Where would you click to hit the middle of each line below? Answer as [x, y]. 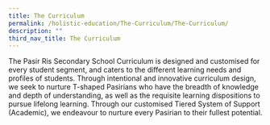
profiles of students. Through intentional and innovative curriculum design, [132, 78]
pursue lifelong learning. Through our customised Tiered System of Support [134, 104]
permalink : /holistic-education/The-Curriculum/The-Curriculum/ [118, 23]
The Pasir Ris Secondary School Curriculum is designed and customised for [134, 61]
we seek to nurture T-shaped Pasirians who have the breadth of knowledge [134, 87]
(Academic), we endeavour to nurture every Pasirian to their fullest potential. [135, 113]
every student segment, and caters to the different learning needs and [125, 70]
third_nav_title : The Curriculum [64, 38]
